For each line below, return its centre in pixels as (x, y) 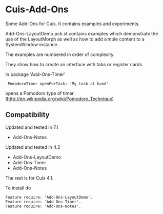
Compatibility (27, 115)
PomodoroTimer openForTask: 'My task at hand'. (59, 84)
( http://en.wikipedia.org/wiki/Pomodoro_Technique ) (60, 99)
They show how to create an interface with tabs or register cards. (74, 64)
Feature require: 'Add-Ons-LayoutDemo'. (49, 197)
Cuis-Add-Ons (37, 9)
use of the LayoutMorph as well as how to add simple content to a (75, 39)
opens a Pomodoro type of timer (40, 93)
